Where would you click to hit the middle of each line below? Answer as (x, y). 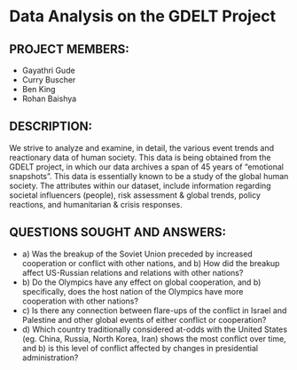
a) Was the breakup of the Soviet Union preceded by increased (137, 254)
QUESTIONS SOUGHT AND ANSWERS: (117, 232)
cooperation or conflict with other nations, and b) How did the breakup (151, 263)
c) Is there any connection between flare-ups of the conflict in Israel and (154, 310)
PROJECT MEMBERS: (70, 49)
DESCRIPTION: (51, 126)
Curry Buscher (49, 80)
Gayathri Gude (48, 70)
